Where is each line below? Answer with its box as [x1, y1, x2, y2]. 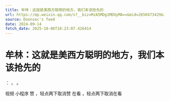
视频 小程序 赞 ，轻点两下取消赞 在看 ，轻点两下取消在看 [5, 90, 122, 96]
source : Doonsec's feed [5, 17, 55, 22]
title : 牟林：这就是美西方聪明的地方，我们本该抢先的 [5, 7, 104, 13]
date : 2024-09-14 [5, 21, 42, 27]
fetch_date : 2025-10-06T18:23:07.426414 [5, 26, 92, 31]
